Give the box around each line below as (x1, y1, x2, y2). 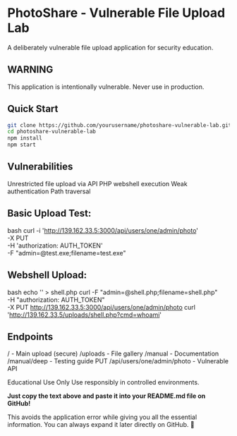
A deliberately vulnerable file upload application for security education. (7, 43, 214, 52)
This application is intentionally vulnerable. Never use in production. (7, 83, 205, 91)
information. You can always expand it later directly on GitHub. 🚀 (7, 420, 195, 429)
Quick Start (7, 103, 59, 115)
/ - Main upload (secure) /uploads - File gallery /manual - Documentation (7, 349, 219, 358)
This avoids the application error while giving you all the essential (7, 413, 197, 421)
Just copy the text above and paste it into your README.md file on (7, 392, 206, 400)
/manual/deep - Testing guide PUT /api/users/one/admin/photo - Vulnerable (7, 357, 229, 365)
